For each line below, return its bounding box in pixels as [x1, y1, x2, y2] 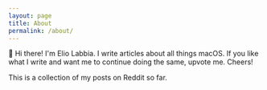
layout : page [8, 11, 52, 20]
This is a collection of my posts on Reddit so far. [8, 73, 167, 83]
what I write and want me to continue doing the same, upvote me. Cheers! [8, 57, 253, 67]
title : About [8, 19, 52, 27]
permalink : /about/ [8, 27, 74, 35]
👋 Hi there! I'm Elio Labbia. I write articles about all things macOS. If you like [8, 49, 259, 59]
